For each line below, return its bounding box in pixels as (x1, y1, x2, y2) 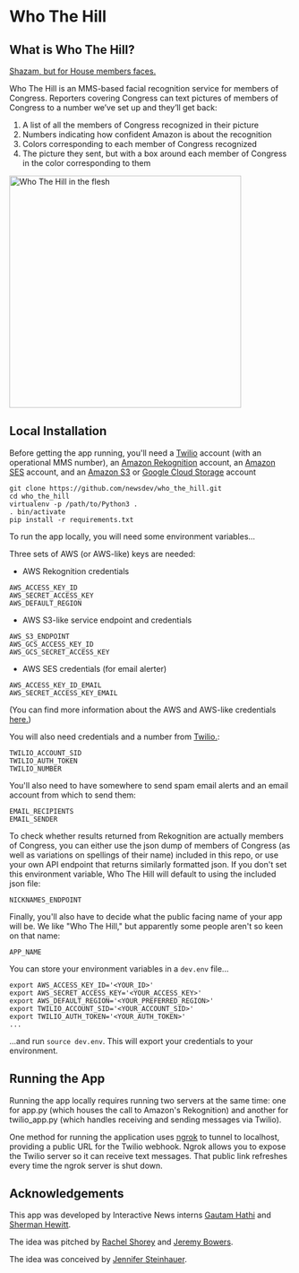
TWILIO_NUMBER (9, 764, 63, 773)
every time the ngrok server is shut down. (9, 1160, 163, 1171)
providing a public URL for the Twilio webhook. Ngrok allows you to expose (9, 1141, 286, 1152)
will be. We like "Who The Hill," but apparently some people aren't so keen (9, 920, 284, 931)
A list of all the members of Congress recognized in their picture (21, 119, 260, 130)
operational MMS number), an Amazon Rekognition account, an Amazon (9, 457, 276, 467)
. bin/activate (9, 507, 66, 517)
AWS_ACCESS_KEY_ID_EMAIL (9, 680, 102, 690)
